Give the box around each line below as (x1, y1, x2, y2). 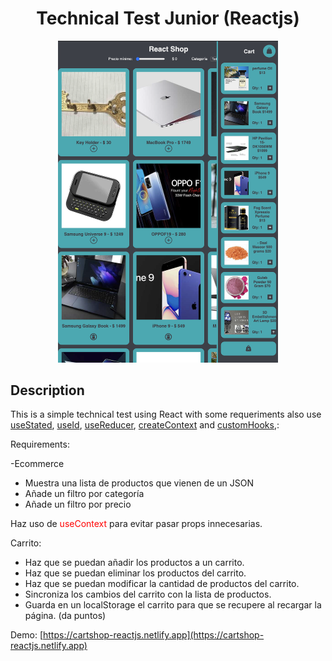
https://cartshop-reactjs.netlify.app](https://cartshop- (43, 629, 265, 641)
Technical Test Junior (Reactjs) (36, 7, 300, 30)
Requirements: (10, 438, 70, 451)
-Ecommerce (10, 458, 65, 470)
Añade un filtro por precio (24, 498, 132, 511)
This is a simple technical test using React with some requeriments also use (10, 408, 322, 421)
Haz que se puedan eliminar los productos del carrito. (24, 567, 247, 579)
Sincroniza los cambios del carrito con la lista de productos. (24, 588, 272, 601)
